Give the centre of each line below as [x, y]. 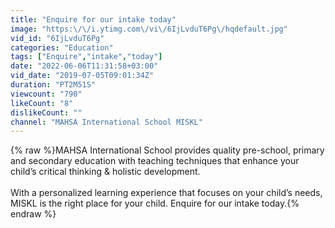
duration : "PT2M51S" [53, 85]
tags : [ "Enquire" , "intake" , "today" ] [86, 57]
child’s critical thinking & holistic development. [105, 172]
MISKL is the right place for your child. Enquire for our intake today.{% [155, 203]
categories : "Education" [62, 47]
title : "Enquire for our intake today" [93, 19]
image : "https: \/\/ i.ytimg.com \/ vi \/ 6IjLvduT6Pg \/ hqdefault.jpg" [149, 29]
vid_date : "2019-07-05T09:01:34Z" [82, 76]
